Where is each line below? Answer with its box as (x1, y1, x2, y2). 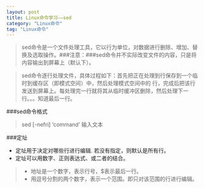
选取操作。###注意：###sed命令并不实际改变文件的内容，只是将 (32, 51, 197, 59)
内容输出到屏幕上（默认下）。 (21, 59, 95, 66)
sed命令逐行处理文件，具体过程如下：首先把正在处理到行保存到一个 (21, 72, 192, 80)
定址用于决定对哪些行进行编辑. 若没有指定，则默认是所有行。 (15, 147, 170, 154)
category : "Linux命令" (6, 20, 63, 26)
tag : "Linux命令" (6, 26, 49, 32)
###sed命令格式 (6, 108, 48, 115)
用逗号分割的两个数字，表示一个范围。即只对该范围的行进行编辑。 (30, 175, 198, 182)
